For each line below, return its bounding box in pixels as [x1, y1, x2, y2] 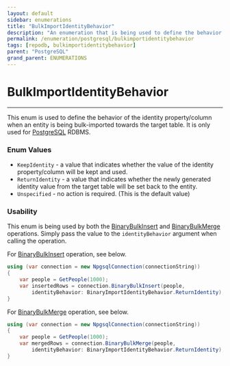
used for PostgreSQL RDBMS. [7, 127, 91, 136]
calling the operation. [7, 237, 67, 245]
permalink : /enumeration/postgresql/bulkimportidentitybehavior [7, 36, 194, 42]
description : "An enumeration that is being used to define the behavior [7, 29, 222, 36]
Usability [7, 206, 38, 216]
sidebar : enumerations [7, 16, 72, 23]
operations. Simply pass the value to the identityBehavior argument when [7, 230, 217, 238]
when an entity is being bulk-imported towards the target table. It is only [7, 121, 211, 129]
